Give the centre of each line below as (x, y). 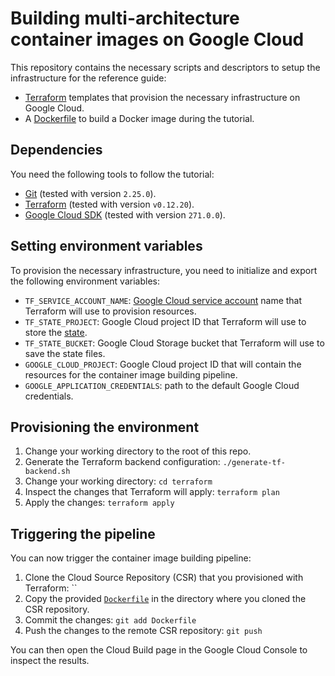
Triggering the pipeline (83, 533)
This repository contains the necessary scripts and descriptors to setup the (165, 67)
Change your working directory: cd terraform (118, 481)
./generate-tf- (254, 463)
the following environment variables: (85, 281)
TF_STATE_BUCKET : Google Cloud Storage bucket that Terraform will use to (174, 343)
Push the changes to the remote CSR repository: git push (143, 631)
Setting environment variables (106, 246)
